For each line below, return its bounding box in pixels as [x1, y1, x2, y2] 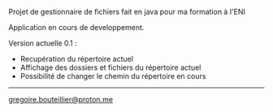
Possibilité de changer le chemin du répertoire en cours [19, 71, 206, 80]
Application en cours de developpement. [8, 23, 145, 32]
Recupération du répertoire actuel [19, 54, 134, 63]
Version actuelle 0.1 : [8, 38, 77, 48]
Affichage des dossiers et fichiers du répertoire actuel [19, 62, 201, 72]
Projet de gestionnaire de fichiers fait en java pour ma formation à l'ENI [8, 7, 245, 16]
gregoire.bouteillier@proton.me [8, 95, 114, 104]
